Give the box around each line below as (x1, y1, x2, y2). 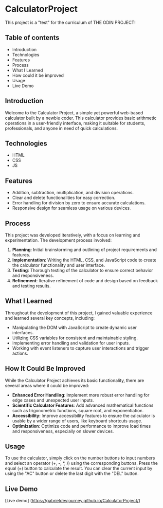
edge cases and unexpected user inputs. (12, 397, 94, 403)
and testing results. (12, 283, 51, 289)
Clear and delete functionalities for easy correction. (12, 195, 116, 200)
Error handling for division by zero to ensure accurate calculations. (12, 200, 146, 206)
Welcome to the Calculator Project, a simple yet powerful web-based (5, 109, 144, 115)
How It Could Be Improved (5, 364, 86, 373)
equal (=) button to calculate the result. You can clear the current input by (5, 466, 153, 472)
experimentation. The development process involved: (5, 237, 112, 243)
